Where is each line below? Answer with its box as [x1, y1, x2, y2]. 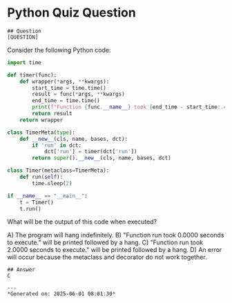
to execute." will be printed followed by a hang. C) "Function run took [7, 238, 204, 246]
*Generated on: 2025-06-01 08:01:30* [7, 291, 116, 297]
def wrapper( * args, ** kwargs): [19, 78, 110, 85]
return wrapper [19, 116, 64, 124]
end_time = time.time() [32, 97, 100, 104]
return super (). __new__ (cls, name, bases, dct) [32, 155, 171, 162]
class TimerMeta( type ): [7, 129, 76, 136]
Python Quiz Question [7, 5, 136, 21]
